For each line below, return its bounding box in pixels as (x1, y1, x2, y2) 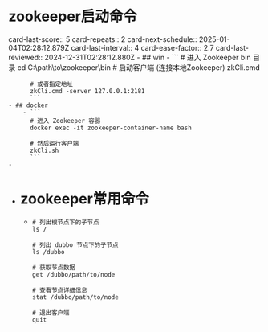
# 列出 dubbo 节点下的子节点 (31, 240, 119, 249)
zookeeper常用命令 (19, 190, 150, 208)
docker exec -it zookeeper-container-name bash (29, 124, 193, 132)
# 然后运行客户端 (29, 139, 79, 147)
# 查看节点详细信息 (31, 286, 88, 294)
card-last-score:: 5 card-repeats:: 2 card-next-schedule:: (8, 34, 198, 44)
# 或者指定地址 (29, 80, 74, 88)
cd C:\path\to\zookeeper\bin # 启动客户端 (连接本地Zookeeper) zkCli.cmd (17, 62, 261, 72)
